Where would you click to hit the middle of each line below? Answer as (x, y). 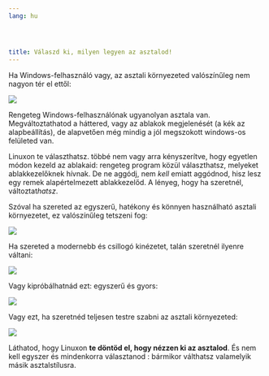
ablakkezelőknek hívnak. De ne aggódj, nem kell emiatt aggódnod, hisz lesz (135, 173)
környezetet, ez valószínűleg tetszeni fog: (78, 215)
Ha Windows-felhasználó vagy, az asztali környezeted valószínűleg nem (129, 75)
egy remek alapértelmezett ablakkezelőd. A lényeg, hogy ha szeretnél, (126, 182)
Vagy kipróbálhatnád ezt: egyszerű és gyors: (83, 286)
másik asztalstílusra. (42, 365)
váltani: (21, 255)
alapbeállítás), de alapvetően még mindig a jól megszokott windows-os (127, 132)
